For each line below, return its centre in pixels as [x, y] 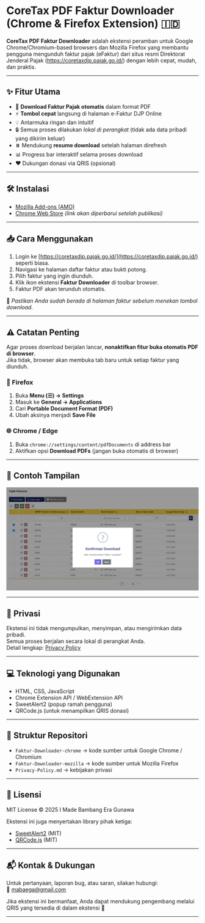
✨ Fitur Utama [34, 92]
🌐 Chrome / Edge [32, 431]
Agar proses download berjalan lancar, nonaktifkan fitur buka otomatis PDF [102, 347]
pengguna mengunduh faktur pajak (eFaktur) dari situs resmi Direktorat [96, 54]
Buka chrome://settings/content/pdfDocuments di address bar [93, 444]
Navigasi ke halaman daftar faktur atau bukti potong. [81, 270]
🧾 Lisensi [24, 795]
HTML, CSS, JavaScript [45, 691]
